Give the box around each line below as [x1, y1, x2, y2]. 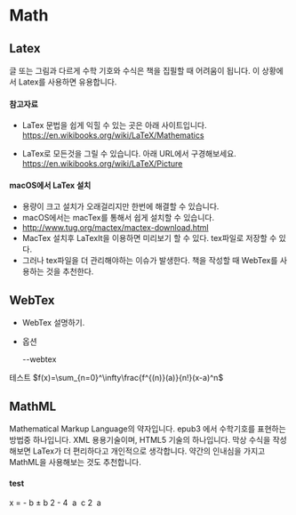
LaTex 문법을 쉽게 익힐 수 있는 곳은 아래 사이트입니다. [21, 120, 207, 131]
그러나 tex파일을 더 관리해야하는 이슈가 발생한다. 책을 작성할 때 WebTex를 [21, 255, 278, 266]
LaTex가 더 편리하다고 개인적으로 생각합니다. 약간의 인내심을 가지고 [32, 446, 266, 456]
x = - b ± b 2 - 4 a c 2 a [9, 497, 102, 508]
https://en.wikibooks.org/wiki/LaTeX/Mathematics [21, 130, 204, 141]
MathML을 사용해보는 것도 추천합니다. [9, 457, 142, 468]
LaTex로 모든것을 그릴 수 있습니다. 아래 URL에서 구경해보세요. [21, 149, 237, 159]
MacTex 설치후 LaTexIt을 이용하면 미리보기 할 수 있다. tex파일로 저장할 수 [21, 233, 277, 244]
